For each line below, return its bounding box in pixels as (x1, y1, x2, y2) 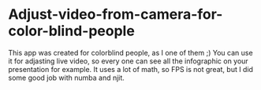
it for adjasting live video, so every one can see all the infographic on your (8, 56, 248, 66)
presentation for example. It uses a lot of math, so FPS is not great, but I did (8, 64, 254, 74)
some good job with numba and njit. (8, 73, 125, 82)
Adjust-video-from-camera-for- (8, 5, 223, 23)
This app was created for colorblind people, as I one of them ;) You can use (8, 48, 254, 57)
